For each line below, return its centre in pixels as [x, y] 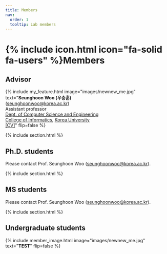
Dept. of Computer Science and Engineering [52, 114]
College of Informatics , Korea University [47, 120]
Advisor [18, 79]
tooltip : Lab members [33, 24]
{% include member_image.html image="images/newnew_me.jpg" [75, 240]
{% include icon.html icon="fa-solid [84, 50]
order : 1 [19, 19]
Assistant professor [26, 109]
